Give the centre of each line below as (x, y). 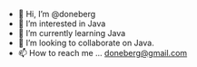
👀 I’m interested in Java (62, 24)
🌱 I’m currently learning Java (72, 33)
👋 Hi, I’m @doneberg (57, 14)
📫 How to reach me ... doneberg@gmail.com (103, 53)
